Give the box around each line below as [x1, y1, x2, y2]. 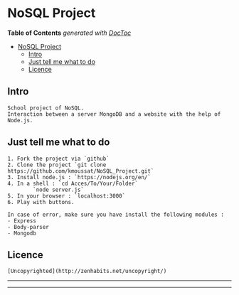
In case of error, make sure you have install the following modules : [7, 211, 224, 218]
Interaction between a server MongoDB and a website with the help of [7, 110, 221, 118]
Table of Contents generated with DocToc [7, 28, 132, 37]
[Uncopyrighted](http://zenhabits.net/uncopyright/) [7, 268, 167, 275]
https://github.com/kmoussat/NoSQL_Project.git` [7, 167, 154, 175]
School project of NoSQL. [7, 104, 84, 112]
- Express [7, 217, 37, 225]
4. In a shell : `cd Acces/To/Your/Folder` [7, 180, 139, 187]
